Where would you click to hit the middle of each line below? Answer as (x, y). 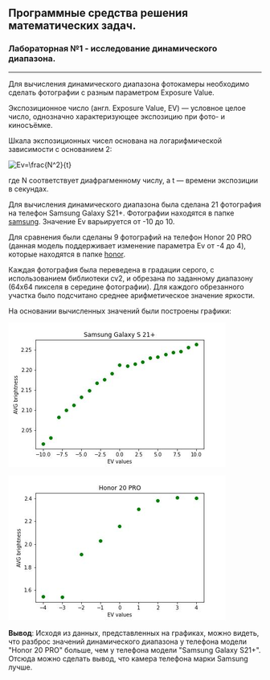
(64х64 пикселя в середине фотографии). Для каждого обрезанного (126, 287)
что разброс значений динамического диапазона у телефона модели (128, 641)
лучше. (20, 667)
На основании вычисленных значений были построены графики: (120, 311)
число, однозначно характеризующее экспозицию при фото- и (117, 117)
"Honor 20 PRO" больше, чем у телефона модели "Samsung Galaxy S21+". (135, 649)
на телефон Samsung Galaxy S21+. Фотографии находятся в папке (121, 213)
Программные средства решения (98, 13)
